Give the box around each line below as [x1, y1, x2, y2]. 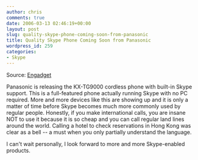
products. [6, 147, 30, 154]
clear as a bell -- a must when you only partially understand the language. [6, 128, 192, 136]
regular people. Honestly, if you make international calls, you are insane [6, 109, 186, 116]
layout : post [6, 26, 40, 32]
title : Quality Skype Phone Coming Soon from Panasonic [6, 37, 151, 43]
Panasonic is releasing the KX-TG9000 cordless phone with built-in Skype [6, 83, 193, 90]
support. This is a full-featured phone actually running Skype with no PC [6, 89, 188, 96]
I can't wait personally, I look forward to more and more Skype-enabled [6, 140, 185, 147]
